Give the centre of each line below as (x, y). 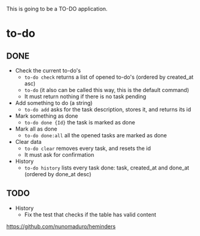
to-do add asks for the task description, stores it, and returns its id (108, 109)
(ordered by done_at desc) (58, 174)
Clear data (28, 142)
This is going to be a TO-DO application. (57, 9)
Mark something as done (46, 116)
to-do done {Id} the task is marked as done (80, 122)
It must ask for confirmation (59, 155)
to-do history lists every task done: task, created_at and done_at (107, 168)
